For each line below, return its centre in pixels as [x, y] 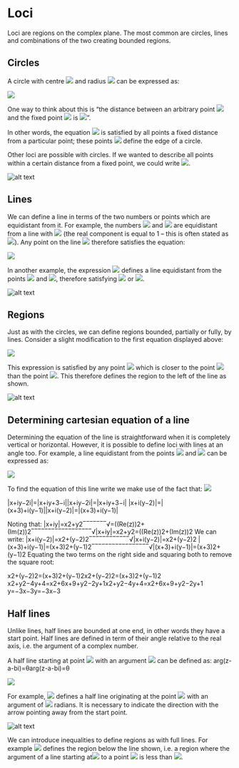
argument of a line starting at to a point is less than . [95, 757]
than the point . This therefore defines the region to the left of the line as [117, 376]
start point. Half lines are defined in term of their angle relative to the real [115, 638]
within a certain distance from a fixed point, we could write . [99, 163]
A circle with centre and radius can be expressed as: [93, 81]
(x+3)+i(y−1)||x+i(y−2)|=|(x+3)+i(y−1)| [63, 510]
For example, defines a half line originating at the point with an [108, 696]
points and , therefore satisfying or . [76, 278]
